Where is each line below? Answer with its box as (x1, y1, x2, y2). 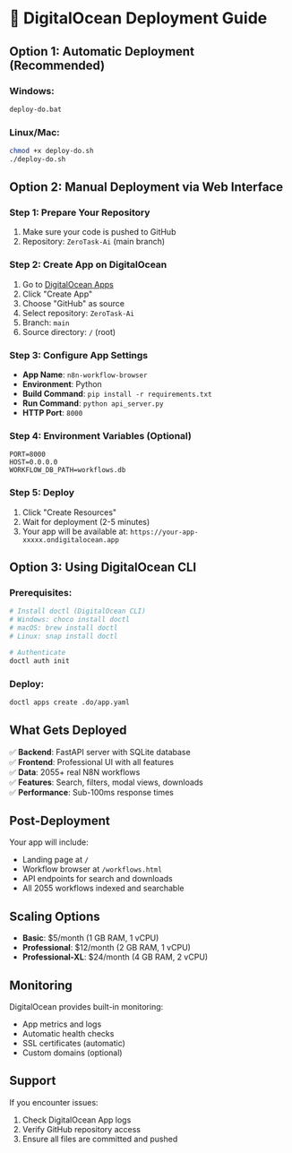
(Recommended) (9, 57, 106, 73)
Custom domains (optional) (21, 1047, 123, 1058)
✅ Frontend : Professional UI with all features (9, 756, 175, 767)
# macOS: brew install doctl (9, 624, 118, 632)
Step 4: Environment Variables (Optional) (9, 430, 193, 442)
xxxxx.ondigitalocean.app (21, 535, 119, 545)
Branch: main (21, 317, 70, 328)
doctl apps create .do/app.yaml (9, 698, 130, 707)
